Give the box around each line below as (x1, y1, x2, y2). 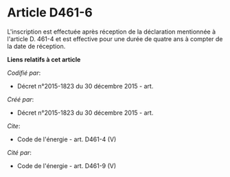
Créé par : (7, 95, 34, 104)
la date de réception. (7, 42, 66, 50)
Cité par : (7, 148, 32, 156)
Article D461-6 (7, 5, 93, 21)
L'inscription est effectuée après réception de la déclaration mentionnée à (7, 27, 216, 36)
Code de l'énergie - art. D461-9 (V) (16, 161, 117, 169)
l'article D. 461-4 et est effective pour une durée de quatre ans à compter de (7, 34, 223, 43)
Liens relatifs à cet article (7, 55, 81, 63)
